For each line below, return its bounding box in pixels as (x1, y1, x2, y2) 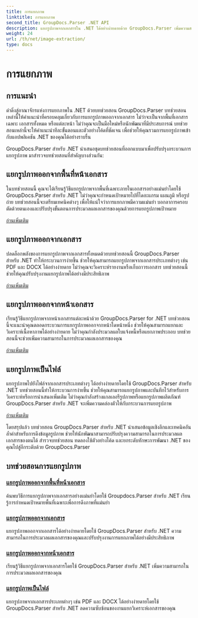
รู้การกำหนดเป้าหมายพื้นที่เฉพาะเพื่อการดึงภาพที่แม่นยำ (6, 499, 110, 506)
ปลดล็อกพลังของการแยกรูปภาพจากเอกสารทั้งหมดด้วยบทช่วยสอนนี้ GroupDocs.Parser (6, 250, 180, 257)
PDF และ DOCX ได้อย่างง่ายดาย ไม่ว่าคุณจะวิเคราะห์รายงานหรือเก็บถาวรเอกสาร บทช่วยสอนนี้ (6, 263, 188, 270)
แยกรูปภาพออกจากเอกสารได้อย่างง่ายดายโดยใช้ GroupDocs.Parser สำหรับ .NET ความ (6, 528, 181, 535)
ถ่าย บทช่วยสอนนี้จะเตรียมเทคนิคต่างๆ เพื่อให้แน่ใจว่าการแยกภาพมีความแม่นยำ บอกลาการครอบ (6, 198, 188, 205)
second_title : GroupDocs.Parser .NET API (6, 20, 110, 25)
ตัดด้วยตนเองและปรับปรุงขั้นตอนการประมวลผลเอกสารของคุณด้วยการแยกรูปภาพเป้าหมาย (6, 205, 177, 212)
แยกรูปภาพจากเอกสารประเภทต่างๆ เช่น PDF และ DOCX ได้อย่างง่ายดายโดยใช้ (6, 598, 159, 605)
